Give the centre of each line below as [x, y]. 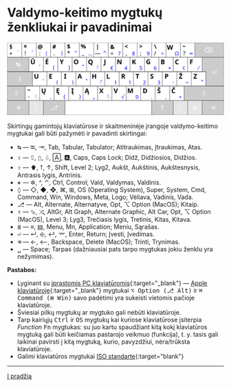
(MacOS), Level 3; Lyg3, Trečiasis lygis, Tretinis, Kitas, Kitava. [104, 219]
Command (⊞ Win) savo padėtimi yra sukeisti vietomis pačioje [106, 297]
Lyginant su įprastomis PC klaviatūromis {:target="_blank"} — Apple [112, 283]
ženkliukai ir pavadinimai [80, 27]
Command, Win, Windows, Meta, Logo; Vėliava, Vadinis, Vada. [105, 197]
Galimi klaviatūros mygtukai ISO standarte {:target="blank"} [100, 356]
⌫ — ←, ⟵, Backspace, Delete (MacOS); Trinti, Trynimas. [98, 242]
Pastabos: [22, 269]
